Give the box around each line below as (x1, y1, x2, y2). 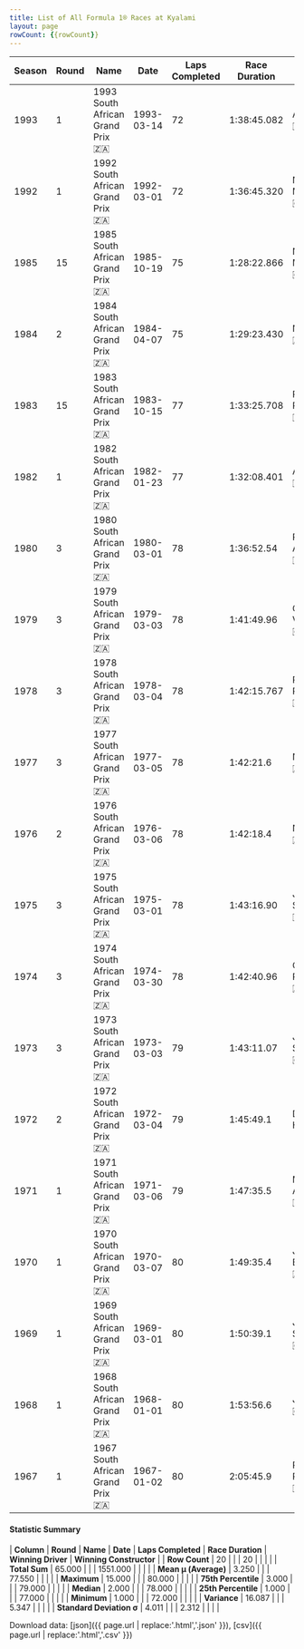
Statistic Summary (9, 1524, 81, 1535)
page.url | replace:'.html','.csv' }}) (9, 1629, 133, 1640)
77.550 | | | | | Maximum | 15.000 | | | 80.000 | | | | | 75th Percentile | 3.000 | (9, 1573, 293, 1584)
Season (14, 64, 48, 77)
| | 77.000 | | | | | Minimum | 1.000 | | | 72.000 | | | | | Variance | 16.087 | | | (9, 1592, 285, 1603)
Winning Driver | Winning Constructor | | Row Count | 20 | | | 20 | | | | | (9, 1554, 278, 1565)
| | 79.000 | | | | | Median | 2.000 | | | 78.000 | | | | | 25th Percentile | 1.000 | (9, 1583, 291, 1594)
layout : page (9, 22, 59, 31)
